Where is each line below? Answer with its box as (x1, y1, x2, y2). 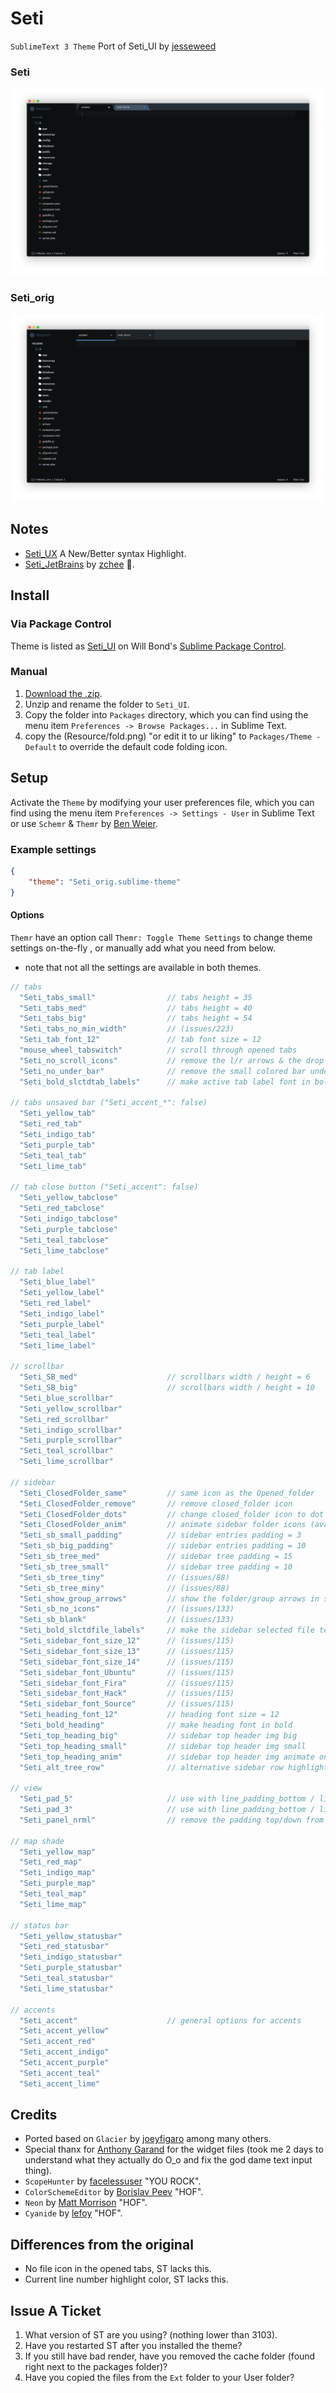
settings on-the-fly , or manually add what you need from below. (10, 942, 276, 954)
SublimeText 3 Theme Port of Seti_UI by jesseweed (10, 40, 217, 52)
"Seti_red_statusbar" (19, 1942, 110, 1952)
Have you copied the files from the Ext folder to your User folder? (24, 2372, 295, 2384)
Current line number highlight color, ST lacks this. (24, 2273, 229, 2286)
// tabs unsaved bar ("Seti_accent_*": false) (10, 1098, 208, 1108)
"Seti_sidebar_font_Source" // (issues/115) (19, 1699, 235, 1709)
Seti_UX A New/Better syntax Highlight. (24, 547, 187, 559)
